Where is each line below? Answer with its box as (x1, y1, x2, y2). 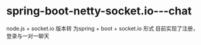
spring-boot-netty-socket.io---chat (6, 4, 192, 18)
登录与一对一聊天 (6, 32, 49, 40)
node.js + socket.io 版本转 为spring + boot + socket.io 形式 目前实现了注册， (6, 25, 199, 32)
